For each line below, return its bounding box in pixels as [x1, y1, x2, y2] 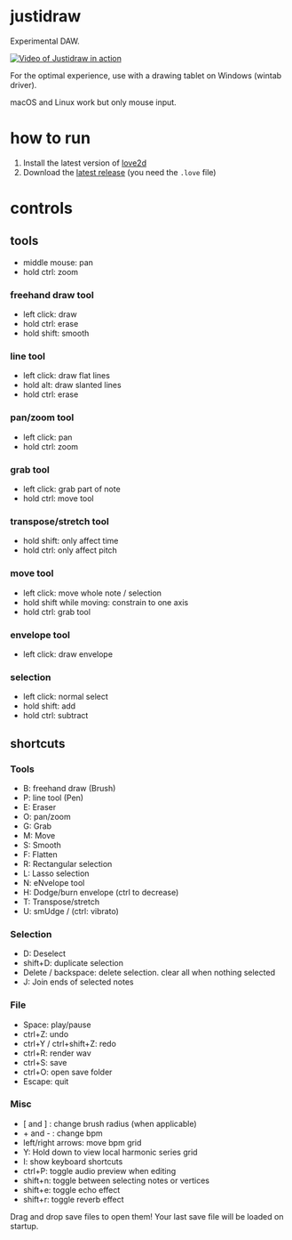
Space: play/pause [22, 1019, 91, 1030]
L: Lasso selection [22, 868, 90, 879]
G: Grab [22, 821, 52, 831]
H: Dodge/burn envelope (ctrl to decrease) [22, 887, 179, 897]
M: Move [22, 830, 56, 840]
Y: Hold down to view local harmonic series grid [22, 1147, 198, 1157]
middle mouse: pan [22, 256, 94, 268]
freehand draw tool [10, 288, 94, 301]
